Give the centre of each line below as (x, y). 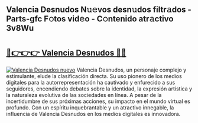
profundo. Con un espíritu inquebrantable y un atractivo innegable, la (90, 108)
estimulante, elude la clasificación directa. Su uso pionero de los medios (94, 76)
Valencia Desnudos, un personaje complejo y (132, 70)
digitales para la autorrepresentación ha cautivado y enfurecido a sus (91, 82)
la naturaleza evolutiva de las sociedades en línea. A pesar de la (84, 95)
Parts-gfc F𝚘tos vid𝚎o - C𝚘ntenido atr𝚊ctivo (90, 19)
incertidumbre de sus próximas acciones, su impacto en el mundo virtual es (98, 101)
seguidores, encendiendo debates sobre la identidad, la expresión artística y (99, 89)
